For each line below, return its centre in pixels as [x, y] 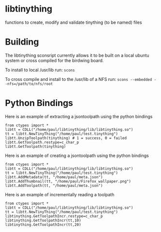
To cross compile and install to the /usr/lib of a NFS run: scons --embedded [79, 79]
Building [22, 42]
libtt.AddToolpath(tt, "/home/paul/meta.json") [54, 186]
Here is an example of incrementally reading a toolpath [60, 194]
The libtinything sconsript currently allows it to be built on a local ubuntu [77, 55]
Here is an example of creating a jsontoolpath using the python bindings [77, 155]
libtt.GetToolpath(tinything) [36, 146]
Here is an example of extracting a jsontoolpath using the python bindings [79, 116]
